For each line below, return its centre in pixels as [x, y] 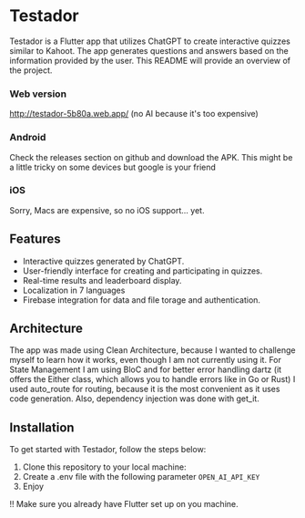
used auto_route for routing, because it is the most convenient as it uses [145, 389]
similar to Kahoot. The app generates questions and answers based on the [149, 50]
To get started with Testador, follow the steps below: [108, 450]
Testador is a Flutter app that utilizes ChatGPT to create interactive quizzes [150, 41]
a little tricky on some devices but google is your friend [113, 167]
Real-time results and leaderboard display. [102, 280]
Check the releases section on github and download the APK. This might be [151, 157]
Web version [38, 94]
